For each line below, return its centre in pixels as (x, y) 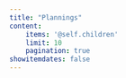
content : (26, 26)
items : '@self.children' (72, 34)
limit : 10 (44, 43)
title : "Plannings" (46, 17)
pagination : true (58, 51)
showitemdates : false (50, 59)
